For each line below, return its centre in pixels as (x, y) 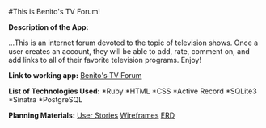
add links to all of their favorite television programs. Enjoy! (105, 60)
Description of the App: (49, 27)
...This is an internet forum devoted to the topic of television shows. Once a (133, 43)
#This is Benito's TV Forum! (55, 12)
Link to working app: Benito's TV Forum (75, 75)
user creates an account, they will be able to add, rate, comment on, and (129, 51)
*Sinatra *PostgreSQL (46, 99)
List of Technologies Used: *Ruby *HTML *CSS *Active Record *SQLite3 (133, 91)
